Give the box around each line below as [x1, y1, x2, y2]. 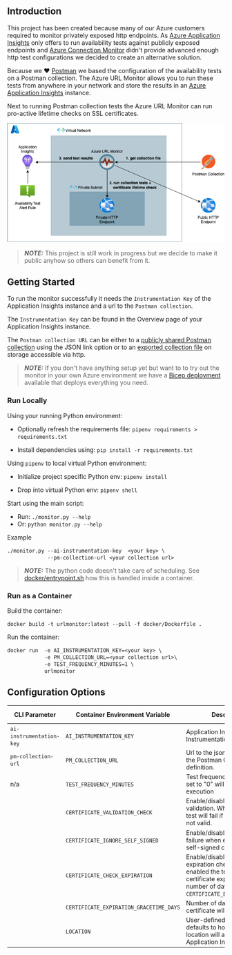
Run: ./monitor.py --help [17, 512, 91, 520]
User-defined [186, 916, 226, 924]
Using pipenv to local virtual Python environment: [7, 459, 147, 467]
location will [186, 931, 220, 939]
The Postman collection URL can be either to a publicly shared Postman [7, 336, 212, 344]
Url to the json [186, 748, 226, 756]
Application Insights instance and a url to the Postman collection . [7, 302, 193, 310]
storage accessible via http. [7, 351, 86, 359]
